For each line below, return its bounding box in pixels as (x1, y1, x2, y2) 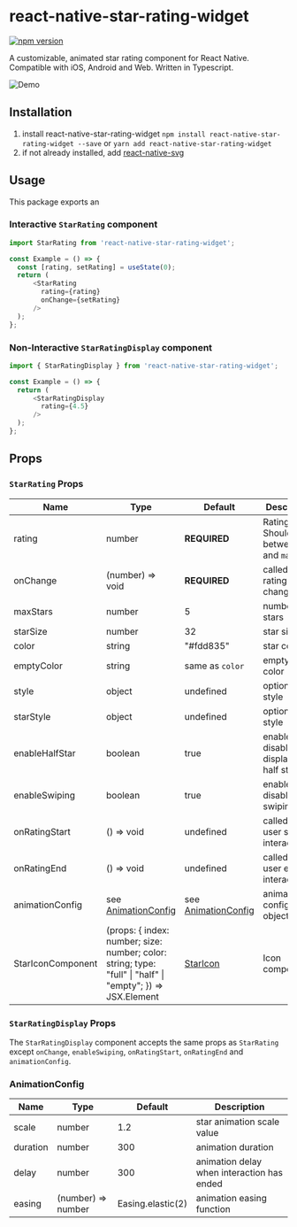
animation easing (195, 1192, 267, 1205)
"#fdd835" (184, 639, 230, 652)
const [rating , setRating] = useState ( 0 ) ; (17, 263, 176, 272)
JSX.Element (105, 990, 159, 1002)
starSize (13, 625, 48, 637)
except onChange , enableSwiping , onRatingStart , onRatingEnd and (9, 1046, 244, 1057)
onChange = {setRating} (41, 296, 121, 305)
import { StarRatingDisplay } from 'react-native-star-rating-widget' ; (9, 361, 278, 370)
